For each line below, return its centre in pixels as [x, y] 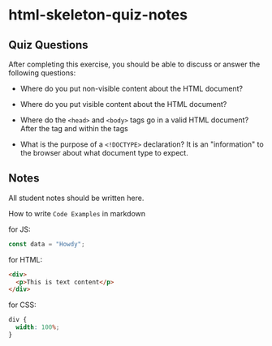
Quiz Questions [48, 45]
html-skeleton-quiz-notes [98, 15]
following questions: [42, 73]
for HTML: [26, 259]
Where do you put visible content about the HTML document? [123, 104]
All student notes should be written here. [76, 198]
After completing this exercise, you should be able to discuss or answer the [134, 64]
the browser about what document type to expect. [104, 153]
